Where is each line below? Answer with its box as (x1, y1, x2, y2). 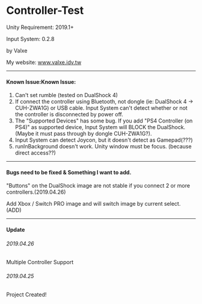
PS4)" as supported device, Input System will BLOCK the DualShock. (14, 124, 186, 131)
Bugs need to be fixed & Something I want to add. (6, 168, 132, 176)
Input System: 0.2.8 (6, 35, 55, 42)
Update (6, 226, 25, 233)
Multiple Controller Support (6, 259, 74, 266)
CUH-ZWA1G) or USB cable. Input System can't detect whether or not (14, 104, 188, 112)
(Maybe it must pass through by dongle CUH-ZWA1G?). (14, 130, 152, 138)
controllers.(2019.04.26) (6, 188, 66, 196)
